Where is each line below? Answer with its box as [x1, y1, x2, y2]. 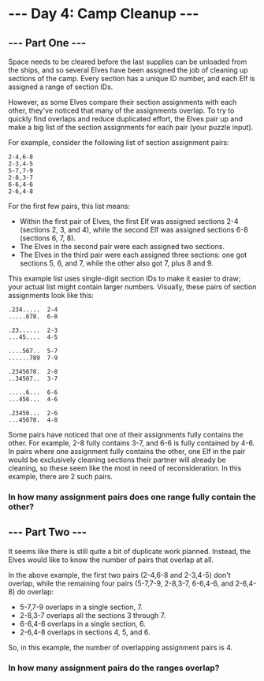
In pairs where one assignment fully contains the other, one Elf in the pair [8, 447, 246, 456]
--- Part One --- [8, 36, 87, 50]
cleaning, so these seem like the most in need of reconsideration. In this [8, 463, 242, 473]
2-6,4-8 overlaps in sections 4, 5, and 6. [19, 627, 151, 637]
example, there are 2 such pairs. [8, 472, 113, 481]
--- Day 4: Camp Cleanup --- [8, 5, 199, 23]
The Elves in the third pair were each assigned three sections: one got [19, 250, 247, 259]
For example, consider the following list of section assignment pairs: [8, 138, 230, 147]
